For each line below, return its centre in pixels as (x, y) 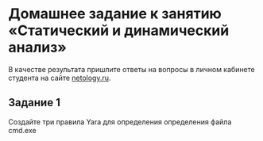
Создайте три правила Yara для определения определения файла (120, 122)
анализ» (38, 48)
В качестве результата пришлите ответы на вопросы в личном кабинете (132, 69)
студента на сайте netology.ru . (60, 78)
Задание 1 (35, 103)
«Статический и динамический (119, 30)
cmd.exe (23, 130)
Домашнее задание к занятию (115, 14)
